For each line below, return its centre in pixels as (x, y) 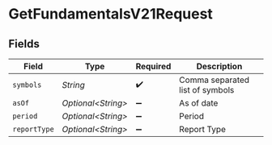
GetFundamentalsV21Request (110, 14)
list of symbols (207, 90)
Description (219, 66)
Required (153, 66)
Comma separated (214, 80)
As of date (199, 103)
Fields (24, 44)
